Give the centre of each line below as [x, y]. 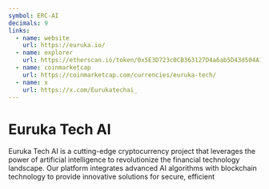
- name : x [32, 82]
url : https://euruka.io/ [64, 45]
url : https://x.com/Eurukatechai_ [80, 90]
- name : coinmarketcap [53, 68]
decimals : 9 [28, 23]
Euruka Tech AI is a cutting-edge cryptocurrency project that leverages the [132, 152]
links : [19, 30]
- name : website [42, 38]
